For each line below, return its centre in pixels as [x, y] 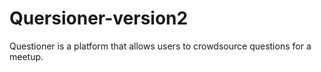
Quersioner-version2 [99, 18]
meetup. [26, 56]
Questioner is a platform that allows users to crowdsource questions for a [160, 46]
